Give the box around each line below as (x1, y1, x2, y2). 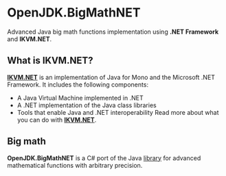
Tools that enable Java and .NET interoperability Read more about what (16, 108, 219, 116)
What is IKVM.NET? (7, 55, 93, 67)
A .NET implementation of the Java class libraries (16, 101, 157, 109)
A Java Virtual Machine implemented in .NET (16, 93, 144, 102)
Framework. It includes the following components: (7, 80, 149, 89)
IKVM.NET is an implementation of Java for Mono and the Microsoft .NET (7, 73, 215, 81)
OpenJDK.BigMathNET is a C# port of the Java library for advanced (7, 153, 201, 162)
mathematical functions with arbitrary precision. (7, 161, 143, 169)
